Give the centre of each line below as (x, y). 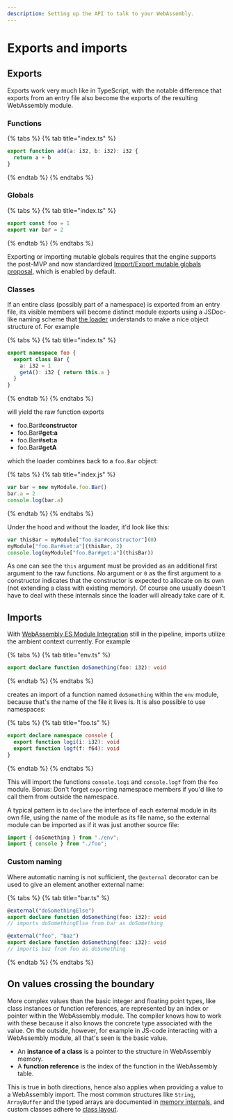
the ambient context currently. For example (69, 641)
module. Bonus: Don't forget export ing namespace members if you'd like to (115, 789)
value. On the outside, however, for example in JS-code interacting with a (112, 1030)
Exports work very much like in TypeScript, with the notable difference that (114, 90)
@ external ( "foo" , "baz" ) (43, 936)
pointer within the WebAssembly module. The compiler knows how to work (114, 1016)
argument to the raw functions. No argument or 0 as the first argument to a (114, 573)
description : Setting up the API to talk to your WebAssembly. (101, 14)
